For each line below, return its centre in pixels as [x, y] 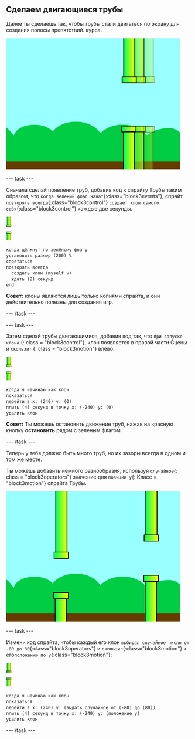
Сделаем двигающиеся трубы [65, 10]
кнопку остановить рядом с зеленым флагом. [64, 430]
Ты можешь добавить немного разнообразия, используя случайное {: [92, 470]
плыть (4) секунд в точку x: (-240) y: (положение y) [73, 713]
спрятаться [19, 261]
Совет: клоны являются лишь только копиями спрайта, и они [83, 296]
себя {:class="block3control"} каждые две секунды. [69, 208]
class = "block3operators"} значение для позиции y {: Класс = [81, 477]
